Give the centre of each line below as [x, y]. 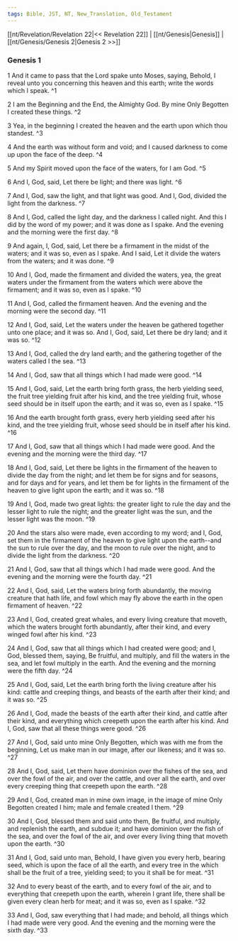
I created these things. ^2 [44, 111]
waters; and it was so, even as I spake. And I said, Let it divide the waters [114, 253]
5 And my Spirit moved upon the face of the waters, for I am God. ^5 [107, 168]
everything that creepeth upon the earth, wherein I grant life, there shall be [116, 893]
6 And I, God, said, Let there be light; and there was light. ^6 [95, 182]
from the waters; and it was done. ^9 [61, 260]
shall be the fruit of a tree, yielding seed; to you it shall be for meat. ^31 [110, 872]
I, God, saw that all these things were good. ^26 [77, 728]
